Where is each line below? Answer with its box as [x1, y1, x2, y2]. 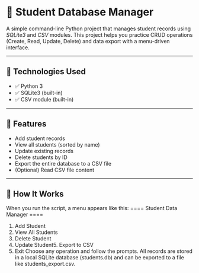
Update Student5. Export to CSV [14, 242, 94, 249]
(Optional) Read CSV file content [14, 166, 95, 173]
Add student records [14, 135, 65, 142]
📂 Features [6, 119, 47, 129]
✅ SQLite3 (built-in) [14, 89, 63, 96]
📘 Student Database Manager [6, 5, 154, 19]
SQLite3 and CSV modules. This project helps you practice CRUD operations [6, 31, 193, 38]
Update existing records [14, 147, 74, 154]
